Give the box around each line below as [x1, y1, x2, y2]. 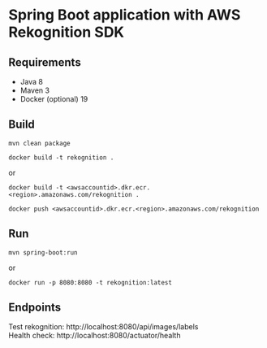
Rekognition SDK [8, 23, 124, 41]
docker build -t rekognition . [8, 153, 114, 162]
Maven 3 [19, 85, 50, 95]
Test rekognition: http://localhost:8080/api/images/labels [8, 322, 199, 332]
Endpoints [8, 301, 62, 315]
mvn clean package [8, 139, 71, 147]
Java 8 [19, 77, 43, 86]
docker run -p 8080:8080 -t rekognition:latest [8, 278, 173, 286]
